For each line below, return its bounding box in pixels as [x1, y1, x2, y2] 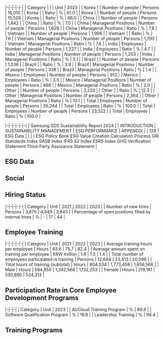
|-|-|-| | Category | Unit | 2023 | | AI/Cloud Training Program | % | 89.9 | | [5, 307, 152, 313]
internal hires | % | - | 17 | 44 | [5, 214, 65, 220]
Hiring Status [5, 190, 46, 199]
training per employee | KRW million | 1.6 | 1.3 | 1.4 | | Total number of [5, 251, 144, 257]
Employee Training [5, 228, 63, 236]
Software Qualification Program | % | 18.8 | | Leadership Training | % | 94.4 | [5, 312, 159, 318]
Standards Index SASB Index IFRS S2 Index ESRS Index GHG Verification [5, 138, 151, 144]
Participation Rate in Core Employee [5, 286, 117, 294]
